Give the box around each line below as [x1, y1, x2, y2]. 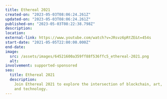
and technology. [14, 86, 49, 91]
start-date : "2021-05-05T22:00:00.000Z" [5, 40, 91, 45]
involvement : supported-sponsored [5, 63, 78, 68]
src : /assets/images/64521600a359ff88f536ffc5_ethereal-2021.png [10, 53, 149, 59]
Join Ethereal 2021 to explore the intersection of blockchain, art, [14, 81, 163, 86]
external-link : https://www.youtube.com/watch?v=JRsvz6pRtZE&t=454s [5, 35, 151, 40]
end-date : [5, 44, 26, 49]
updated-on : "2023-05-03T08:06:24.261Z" [5, 16, 91, 21]
